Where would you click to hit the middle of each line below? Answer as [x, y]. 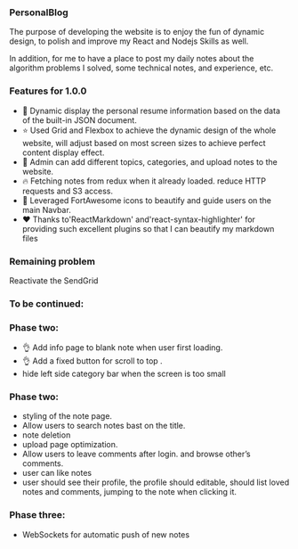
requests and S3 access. [68, 191]
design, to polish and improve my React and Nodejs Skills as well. [129, 41]
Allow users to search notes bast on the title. [104, 426]
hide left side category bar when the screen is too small [124, 374]
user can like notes [56, 473]
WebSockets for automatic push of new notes [105, 534]
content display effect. [63, 152]
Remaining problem [52, 261]
